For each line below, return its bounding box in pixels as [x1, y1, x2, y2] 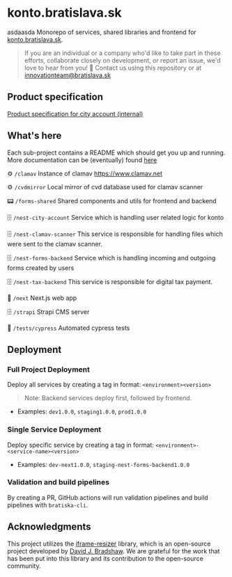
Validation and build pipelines [7, 477, 110, 487]
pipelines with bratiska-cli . [7, 500, 88, 509]
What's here [7, 130, 62, 142]
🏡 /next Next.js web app [7, 294, 77, 302]
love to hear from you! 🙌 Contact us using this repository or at [24, 63, 202, 72]
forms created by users [7, 263, 75, 272]
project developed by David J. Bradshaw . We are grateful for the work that [7, 546, 220, 555]
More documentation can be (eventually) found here [7, 155, 157, 164]
